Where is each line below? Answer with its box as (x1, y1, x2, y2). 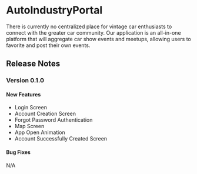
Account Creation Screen (14, 110, 76, 118)
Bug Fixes (6, 149, 31, 156)
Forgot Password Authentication (14, 116, 93, 123)
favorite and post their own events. (6, 42, 91, 49)
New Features (6, 91, 41, 98)
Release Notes (6, 59, 61, 69)
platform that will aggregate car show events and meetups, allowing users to (6, 35, 191, 42)
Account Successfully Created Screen (14, 135, 108, 142)
